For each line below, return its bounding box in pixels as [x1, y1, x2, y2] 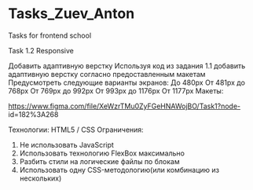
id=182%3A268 [8, 109, 59, 119]
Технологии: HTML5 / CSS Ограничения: [8, 125, 144, 134]
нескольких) [19, 174, 62, 183]
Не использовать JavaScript [19, 140, 114, 149]
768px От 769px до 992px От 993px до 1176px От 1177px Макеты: [8, 86, 224, 95]
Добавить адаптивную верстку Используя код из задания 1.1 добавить [8, 60, 246, 71]
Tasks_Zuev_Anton [8, 5, 135, 23]
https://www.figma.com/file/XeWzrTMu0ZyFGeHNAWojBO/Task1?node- [8, 101, 241, 111]
